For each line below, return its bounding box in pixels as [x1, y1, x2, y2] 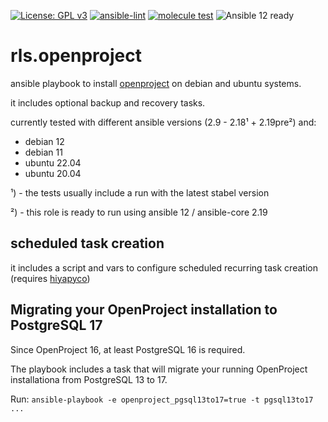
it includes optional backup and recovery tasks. [10, 96, 206, 109]
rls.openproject [10, 45, 142, 67]
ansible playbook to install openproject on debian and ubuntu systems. [10, 77, 302, 89]
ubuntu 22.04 [24, 156, 82, 169]
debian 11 [24, 146, 63, 158]
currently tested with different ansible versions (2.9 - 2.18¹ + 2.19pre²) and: [10, 116, 317, 128]
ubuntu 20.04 [24, 167, 82, 179]
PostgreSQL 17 [10, 317, 103, 334]
